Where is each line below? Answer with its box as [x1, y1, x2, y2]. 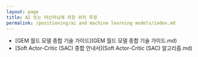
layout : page [6, 8, 39, 15]
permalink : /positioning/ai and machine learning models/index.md [6, 20, 176, 26]
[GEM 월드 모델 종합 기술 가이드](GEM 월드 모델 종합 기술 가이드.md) [14, 37, 177, 44]
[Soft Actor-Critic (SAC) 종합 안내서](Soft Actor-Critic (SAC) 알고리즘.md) [14, 44, 193, 52]
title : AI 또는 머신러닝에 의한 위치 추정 [6, 14, 98, 20]
